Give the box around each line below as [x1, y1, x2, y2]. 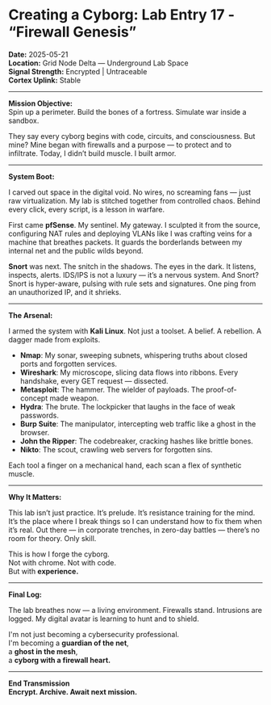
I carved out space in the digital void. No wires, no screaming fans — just [8, 187, 252, 197]
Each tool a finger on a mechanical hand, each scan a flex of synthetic [8, 460, 242, 470]
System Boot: [8, 171, 55, 181]
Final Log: [8, 590, 42, 599]
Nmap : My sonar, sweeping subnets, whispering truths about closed [19, 350, 248, 360]
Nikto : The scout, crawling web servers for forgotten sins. [19, 444, 213, 454]
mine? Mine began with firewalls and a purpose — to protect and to [8, 140, 232, 149]
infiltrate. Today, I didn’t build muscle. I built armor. [8, 148, 177, 158]
